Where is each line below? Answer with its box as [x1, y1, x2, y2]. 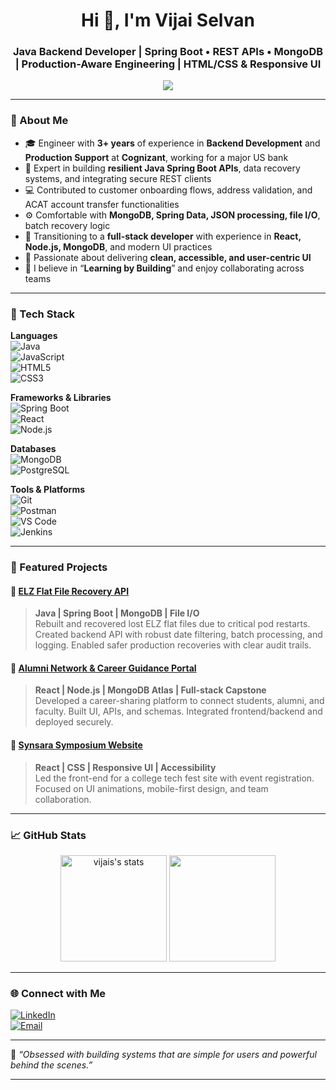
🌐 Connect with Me [10, 986, 107, 1000]
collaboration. [34, 793, 92, 805]
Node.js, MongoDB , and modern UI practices [24, 240, 213, 253]
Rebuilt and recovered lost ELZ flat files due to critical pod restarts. [34, 618, 311, 630]
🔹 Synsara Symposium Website [10, 739, 143, 751]
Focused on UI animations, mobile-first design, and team [34, 782, 269, 794]
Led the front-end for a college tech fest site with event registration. [34, 772, 315, 784]
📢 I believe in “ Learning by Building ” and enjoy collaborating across [24, 262, 305, 274]
